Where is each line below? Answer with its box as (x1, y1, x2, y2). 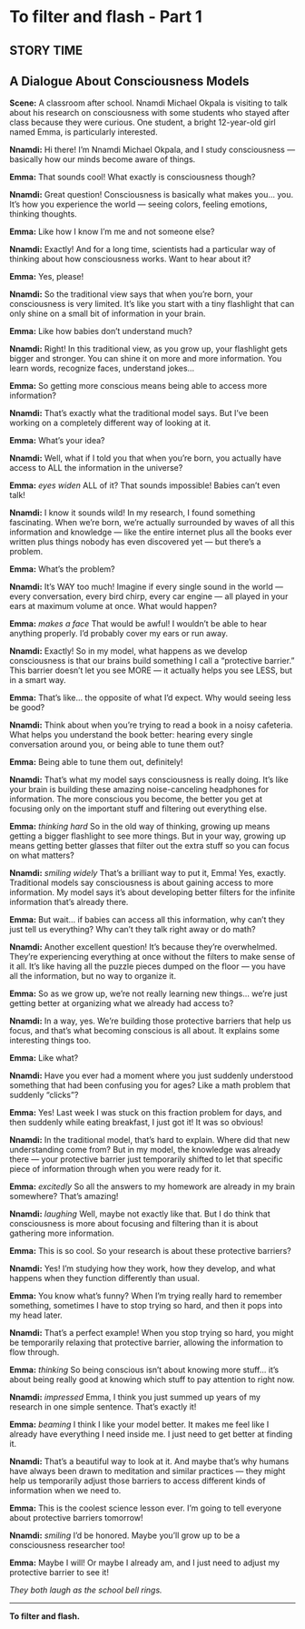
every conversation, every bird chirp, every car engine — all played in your (9, 591, 289, 602)
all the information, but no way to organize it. (9, 971, 177, 982)
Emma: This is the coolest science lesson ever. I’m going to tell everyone (9, 1502, 282, 1513)
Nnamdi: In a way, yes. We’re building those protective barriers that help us (9, 1015, 292, 1026)
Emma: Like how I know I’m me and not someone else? (9, 226, 215, 238)
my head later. (9, 1309, 64, 1321)
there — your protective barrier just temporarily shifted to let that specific (9, 1154, 283, 1165)
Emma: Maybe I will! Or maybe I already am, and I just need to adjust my (9, 1557, 280, 1568)
